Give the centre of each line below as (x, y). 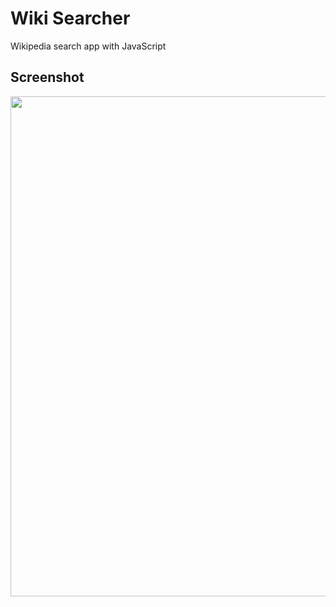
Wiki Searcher (70, 18)
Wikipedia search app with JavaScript (88, 46)
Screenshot (47, 77)
